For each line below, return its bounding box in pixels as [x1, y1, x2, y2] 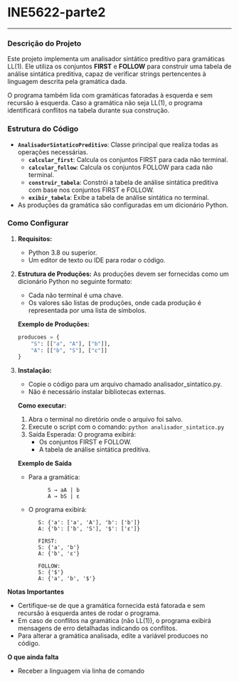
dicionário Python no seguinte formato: [17, 277, 133, 285]
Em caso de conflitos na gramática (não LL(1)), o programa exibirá [17, 617, 211, 625]
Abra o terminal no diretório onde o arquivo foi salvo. [28, 415, 184, 424]
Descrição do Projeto [7, 38, 82, 48]
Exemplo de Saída [17, 459, 73, 468]
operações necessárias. [17, 147, 89, 156]
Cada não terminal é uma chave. [28, 291, 123, 299]
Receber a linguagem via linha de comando [17, 666, 145, 676]
